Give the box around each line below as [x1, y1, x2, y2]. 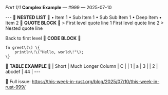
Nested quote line [5, 25, 43, 31]
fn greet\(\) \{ [5, 45, 40, 50]
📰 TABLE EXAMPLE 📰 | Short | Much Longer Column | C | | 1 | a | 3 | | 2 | [5, 63, 158, 69]
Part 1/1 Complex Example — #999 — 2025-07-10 [5, 5, 112, 10]
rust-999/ [5, 84, 26, 90]
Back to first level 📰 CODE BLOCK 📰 [5, 35, 81, 41]
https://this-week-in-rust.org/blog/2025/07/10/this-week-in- [31, 79, 160, 84]
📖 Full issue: [5, 79, 31, 84]
